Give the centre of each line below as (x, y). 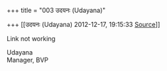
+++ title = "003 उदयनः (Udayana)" (56, 10)
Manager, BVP (28, 60)
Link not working (31, 39)
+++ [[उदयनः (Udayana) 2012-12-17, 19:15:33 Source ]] (83, 24)
